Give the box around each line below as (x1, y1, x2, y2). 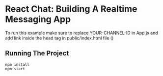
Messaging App (5, 14, 71, 25)
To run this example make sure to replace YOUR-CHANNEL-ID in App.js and (5, 30, 158, 36)
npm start (5, 66, 26, 71)
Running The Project (5, 49, 69, 57)
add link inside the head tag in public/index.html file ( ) (5, 35, 114, 41)
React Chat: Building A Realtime (5, 3, 137, 15)
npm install (5, 62, 29, 67)
